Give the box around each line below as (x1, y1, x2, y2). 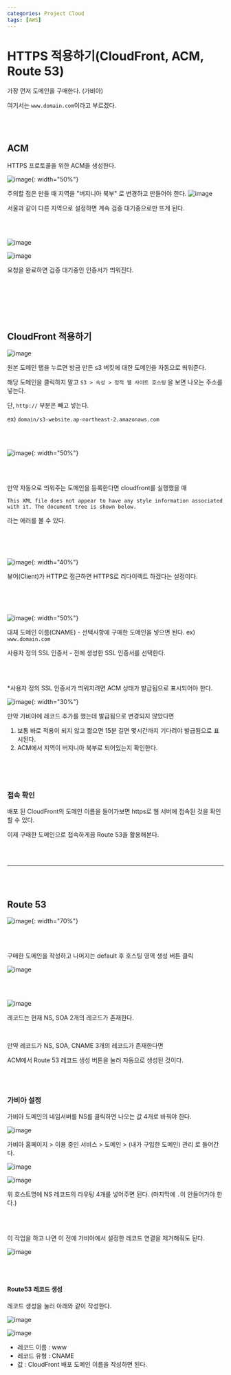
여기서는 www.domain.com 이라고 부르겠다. (7, 101, 117, 110)
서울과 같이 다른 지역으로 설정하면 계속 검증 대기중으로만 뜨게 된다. (7, 204, 185, 212)
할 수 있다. (7, 816, 35, 824)
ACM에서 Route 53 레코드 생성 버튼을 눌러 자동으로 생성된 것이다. (7, 1056, 184, 1064)
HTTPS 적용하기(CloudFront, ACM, (7, 48, 204, 64)
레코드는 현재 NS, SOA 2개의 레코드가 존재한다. (7, 1013, 134, 1022)
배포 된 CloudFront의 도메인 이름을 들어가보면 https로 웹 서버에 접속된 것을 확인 (7, 807, 221, 815)
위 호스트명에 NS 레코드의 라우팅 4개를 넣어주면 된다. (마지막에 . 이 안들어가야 (7, 1190, 215, 1198)
